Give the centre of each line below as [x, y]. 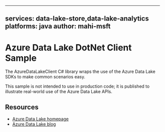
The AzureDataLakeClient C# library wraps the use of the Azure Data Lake [80, 71]
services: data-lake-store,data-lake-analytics [77, 18]
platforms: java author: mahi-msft [58, 26]
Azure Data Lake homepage [40, 119]
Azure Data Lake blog [34, 124]
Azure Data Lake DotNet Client [69, 48]
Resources [22, 107]
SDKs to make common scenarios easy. [45, 77]
